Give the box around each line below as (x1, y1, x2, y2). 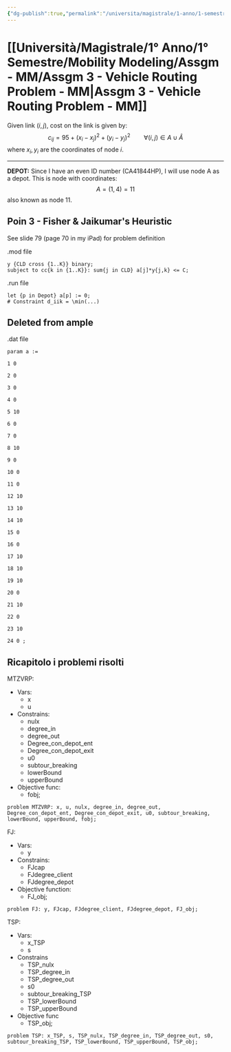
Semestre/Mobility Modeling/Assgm (7, 54, 219, 70)
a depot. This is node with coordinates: (7, 174, 118, 183)
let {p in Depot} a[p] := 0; (7, 292, 91, 299)
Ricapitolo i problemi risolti (7, 656, 124, 668)
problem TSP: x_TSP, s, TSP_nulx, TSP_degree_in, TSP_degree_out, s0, (7, 1033, 214, 1040)
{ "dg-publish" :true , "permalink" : (7, 10, 103, 17)
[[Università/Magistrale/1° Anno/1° (7, 39, 209, 55)
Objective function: (16, 885, 71, 894)
